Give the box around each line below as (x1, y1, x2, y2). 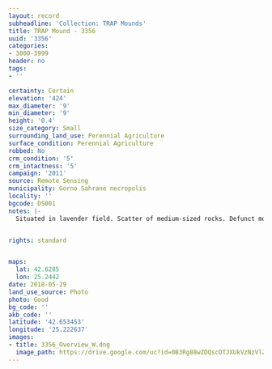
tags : (8, 65, 27, 73)
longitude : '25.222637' (8, 325, 89, 334)
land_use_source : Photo (8, 288, 89, 296)
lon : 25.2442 (15, 273, 60, 282)
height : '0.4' (8, 117, 57, 125)
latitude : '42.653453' (8, 318, 85, 326)
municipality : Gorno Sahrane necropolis (8, 184, 147, 193)
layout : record (8, 11, 60, 20)
